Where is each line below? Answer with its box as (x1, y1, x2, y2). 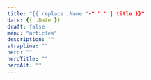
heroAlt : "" (7, 62, 42, 69)
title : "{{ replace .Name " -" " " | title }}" (7, 10, 145, 17)
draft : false (7, 23, 45, 30)
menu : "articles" (7, 29, 58, 37)
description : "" (7, 36, 54, 43)
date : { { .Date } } (7, 17, 61, 24)
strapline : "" (7, 42, 49, 49)
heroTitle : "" (7, 56, 49, 63)
